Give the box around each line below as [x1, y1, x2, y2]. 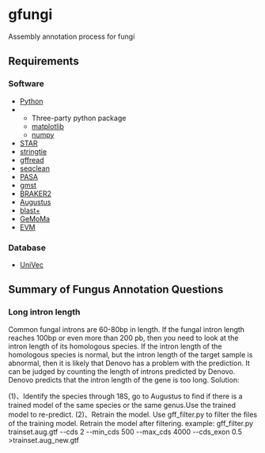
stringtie [19, 146, 47, 156]
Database [8, 242, 46, 253]
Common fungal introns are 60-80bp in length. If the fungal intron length [8, 324, 245, 334]
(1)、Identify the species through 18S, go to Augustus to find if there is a [8, 391, 243, 401]
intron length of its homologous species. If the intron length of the [8, 342, 222, 351]
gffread [19, 155, 44, 164]
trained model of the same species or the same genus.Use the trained [8, 400, 236, 410]
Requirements [8, 55, 79, 68]
